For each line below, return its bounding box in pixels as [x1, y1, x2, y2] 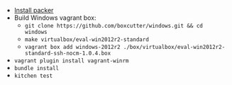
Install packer [13, 6, 54, 14]
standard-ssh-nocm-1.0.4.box [24, 50, 111, 57]
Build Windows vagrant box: [13, 13, 96, 22]
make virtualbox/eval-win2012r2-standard [24, 36, 149, 43]
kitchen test [13, 72, 53, 79]
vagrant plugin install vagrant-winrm [13, 57, 129, 64]
